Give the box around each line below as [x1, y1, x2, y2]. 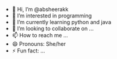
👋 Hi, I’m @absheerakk [11, 6, 69, 13]
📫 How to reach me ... [11, 32, 68, 39]
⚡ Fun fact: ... [11, 47, 45, 54]
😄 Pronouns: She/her [11, 40, 66, 48]
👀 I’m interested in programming [11, 12, 92, 19]
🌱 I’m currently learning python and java [11, 19, 112, 25]
